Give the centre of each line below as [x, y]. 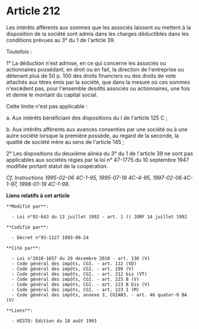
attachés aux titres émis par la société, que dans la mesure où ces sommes [98, 82]
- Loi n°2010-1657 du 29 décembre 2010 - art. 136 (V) [81, 258]
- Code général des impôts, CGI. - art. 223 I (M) [75, 290]
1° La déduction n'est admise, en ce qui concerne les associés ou [86, 63]
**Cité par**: [24, 248]
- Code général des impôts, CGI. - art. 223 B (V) [75, 279]
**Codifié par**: [28, 227]
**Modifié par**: [28, 206]
